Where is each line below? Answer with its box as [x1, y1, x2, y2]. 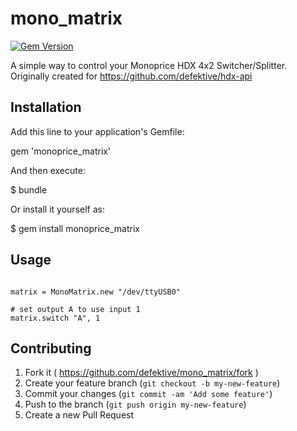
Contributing [10, 340, 92, 357]
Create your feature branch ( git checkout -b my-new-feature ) [24, 377, 281, 389]
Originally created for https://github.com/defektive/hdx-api [10, 70, 253, 82]
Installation [10, 99, 82, 116]
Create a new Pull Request [24, 409, 135, 421]
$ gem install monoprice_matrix [10, 222, 141, 234]
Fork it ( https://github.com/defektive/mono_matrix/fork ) [24, 367, 259, 379]
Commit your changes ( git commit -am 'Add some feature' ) [24, 388, 273, 400]
